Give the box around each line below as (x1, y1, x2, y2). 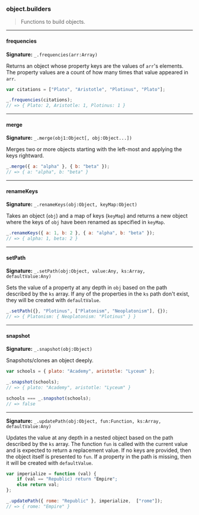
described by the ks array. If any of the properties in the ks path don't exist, (6, 290, 190, 297)
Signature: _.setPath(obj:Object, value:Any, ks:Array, (6, 267, 146, 275)
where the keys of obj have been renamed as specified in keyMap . (6, 219, 165, 226)
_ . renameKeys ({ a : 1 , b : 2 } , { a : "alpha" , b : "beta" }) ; (6, 230, 155, 236)
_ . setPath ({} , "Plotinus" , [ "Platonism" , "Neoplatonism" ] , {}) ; (6, 308, 168, 314)
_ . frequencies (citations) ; (6, 97, 73, 103)
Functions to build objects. (20, 18, 86, 26)
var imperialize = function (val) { (6, 470, 97, 477)
